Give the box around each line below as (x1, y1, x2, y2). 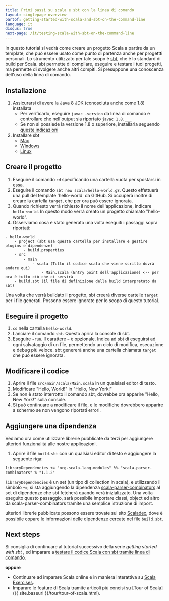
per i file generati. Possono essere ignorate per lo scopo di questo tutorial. (5, 297, 160, 304)
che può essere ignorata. (12, 352, 65, 358)
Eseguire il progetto (5, 312, 68, 321)
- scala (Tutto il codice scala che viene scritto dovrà (32, 261, 155, 266)
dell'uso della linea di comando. (5, 72, 71, 77)
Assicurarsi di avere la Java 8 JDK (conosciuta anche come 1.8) (12, 100, 145, 106)
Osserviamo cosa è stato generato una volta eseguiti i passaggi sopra (12, 219, 158, 225)
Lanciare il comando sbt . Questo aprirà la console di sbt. (12, 331, 130, 337)
